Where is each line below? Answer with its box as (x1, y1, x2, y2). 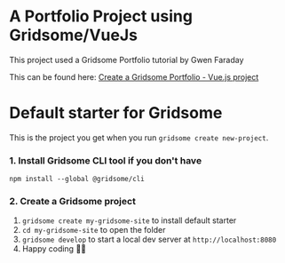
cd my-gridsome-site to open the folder (21, 225, 166, 235)
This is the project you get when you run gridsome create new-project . (9, 131, 269, 143)
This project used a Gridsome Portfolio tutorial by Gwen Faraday (9, 54, 244, 65)
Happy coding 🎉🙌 (21, 243, 87, 254)
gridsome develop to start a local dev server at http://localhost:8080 (21, 234, 277, 245)
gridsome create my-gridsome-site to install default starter (21, 215, 237, 226)
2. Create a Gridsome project (9, 195, 136, 208)
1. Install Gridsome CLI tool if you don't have (9, 154, 202, 166)
